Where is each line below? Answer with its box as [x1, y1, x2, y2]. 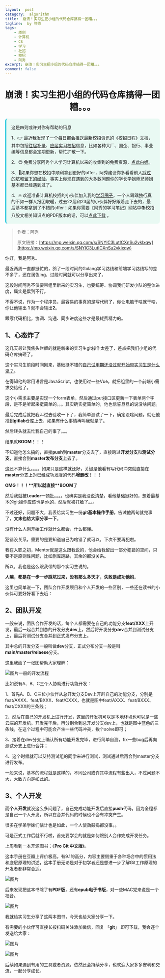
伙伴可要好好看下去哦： [5, 590, 53, 596]
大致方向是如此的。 [13, 776, 53, 782]
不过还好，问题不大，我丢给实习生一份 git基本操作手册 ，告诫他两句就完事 [5, 509, 153, 515]
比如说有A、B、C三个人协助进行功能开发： [5, 680, 92, 686]
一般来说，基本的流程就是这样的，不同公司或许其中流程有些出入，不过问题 [5, 769, 156, 775]
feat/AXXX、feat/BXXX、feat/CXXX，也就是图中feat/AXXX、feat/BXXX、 [5, 697, 154, 703]
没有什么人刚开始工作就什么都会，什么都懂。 [5, 526, 96, 532]
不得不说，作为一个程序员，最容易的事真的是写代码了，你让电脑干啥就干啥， [5, 299, 160, 305]
